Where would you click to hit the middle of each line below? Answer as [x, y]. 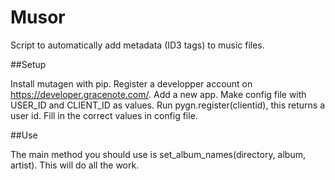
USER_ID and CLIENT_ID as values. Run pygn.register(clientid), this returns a [168, 105]
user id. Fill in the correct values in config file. [104, 115]
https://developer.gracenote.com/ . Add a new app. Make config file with [158, 94]
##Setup [28, 64]
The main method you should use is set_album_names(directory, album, [158, 154]
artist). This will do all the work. [75, 165]
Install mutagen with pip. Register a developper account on [131, 83]
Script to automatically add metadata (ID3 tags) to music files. [137, 45]
